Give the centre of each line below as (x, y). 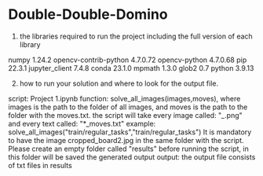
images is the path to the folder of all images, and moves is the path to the (128, 107)
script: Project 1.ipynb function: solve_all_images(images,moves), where (124, 98)
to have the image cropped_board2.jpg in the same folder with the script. (126, 140)
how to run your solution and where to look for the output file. (119, 83)
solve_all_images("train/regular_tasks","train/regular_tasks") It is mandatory (130, 132)
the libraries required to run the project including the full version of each (136, 36)
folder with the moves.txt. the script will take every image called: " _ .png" (126, 115)
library (30, 44)
